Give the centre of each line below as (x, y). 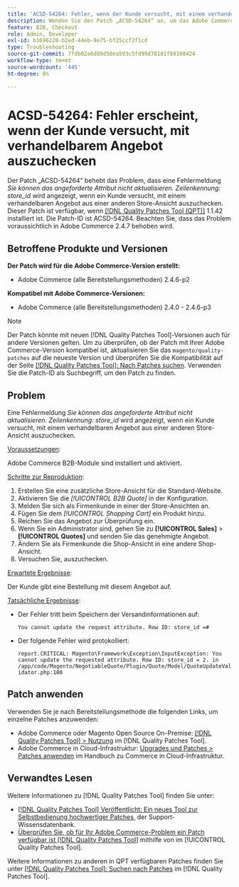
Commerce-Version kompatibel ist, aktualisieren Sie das (89, 350)
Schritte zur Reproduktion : (46, 477)
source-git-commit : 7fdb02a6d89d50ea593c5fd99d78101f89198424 (101, 54)
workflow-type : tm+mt (39, 61)
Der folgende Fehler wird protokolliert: (73, 641)
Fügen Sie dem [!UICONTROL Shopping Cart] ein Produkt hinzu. (112, 513)
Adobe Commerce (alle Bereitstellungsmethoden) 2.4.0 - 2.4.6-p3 (114, 307)
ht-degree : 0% (28, 74)
